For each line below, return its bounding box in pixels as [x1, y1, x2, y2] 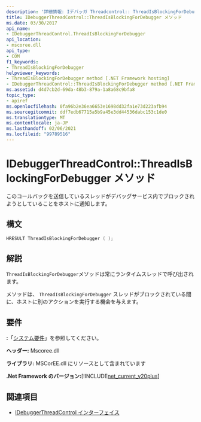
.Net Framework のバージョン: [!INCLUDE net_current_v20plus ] [6, 372, 160, 380]
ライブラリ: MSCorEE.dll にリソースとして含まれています [6, 360, 146, 367]
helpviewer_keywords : [6, 70, 60, 76]
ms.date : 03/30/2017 [6, 20, 58, 26]
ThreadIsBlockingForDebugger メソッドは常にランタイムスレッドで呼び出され [6, 271, 194, 278]
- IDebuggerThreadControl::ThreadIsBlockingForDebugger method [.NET [6, 81, 184, 87]
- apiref [6, 98, 28, 104]
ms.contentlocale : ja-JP [6, 120, 68, 126]
